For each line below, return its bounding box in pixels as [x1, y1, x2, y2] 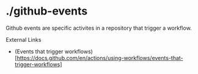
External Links [5, 36, 42, 43]
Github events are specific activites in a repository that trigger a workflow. [5, 24, 192, 32]
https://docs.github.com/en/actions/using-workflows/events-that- [16, 54, 184, 61]
